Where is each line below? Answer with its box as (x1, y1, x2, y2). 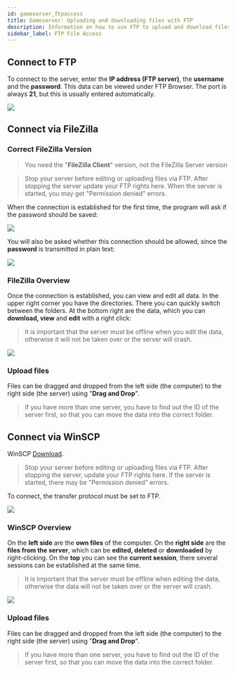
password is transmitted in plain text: (7, 245, 115, 253)
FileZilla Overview (7, 276, 70, 285)
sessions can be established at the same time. (7, 561, 141, 569)
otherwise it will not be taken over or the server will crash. (24, 335, 192, 344)
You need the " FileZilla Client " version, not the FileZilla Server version (24, 160, 228, 169)
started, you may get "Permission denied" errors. (24, 189, 167, 197)
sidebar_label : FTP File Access (7, 30, 102, 37)
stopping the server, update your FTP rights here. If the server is (24, 471, 211, 479)
